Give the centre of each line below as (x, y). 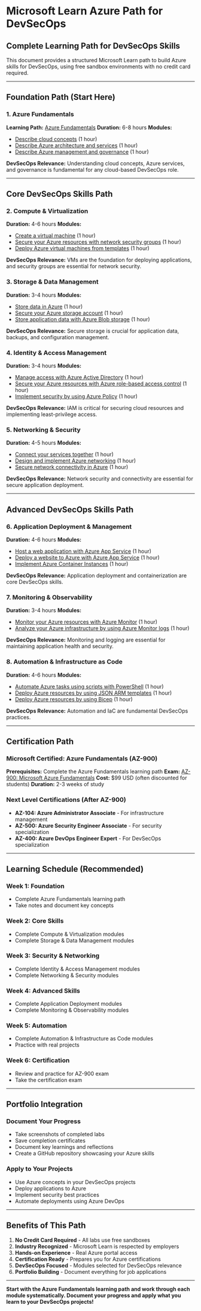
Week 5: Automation (36, 1026)
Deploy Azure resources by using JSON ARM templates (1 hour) (93, 693)
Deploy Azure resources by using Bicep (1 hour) (74, 699)
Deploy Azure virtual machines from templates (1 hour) (82, 248)
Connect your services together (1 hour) (64, 454)
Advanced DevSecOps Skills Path (70, 510)
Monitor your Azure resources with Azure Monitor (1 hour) (86, 622)
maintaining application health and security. (60, 646)
